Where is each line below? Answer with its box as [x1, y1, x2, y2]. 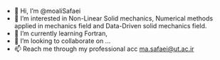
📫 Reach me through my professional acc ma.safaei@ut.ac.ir [14, 44, 194, 53]
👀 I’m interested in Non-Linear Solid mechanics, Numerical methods [14, 14, 214, 23]
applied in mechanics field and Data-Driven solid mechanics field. [14, 22, 207, 30]
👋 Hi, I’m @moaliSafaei [14, 7, 81, 15]
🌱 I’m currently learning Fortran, [14, 29, 108, 37]
